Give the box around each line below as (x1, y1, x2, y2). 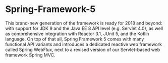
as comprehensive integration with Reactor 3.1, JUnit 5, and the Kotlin (5, 30, 149, 36)
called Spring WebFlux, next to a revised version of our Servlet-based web (5, 46, 160, 52)
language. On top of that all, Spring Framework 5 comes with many (5, 36, 144, 42)
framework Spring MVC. (5, 51, 55, 58)
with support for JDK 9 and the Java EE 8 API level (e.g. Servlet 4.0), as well (5, 25, 163, 31)
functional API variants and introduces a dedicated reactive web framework (5, 41, 162, 47)
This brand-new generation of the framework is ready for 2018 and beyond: (5, 20, 162, 26)
